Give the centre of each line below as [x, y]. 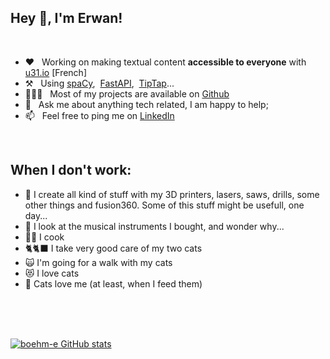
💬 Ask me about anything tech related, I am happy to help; [146, 104]
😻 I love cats [52, 273]
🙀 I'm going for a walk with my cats [98, 262]
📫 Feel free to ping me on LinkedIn [99, 115]
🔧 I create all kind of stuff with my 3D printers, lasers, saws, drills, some [172, 194]
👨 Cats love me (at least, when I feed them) [113, 283]
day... [36, 215]
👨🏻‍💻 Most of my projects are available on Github [127, 93]
